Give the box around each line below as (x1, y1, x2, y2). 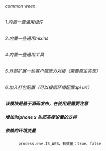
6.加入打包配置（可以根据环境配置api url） (5, 84, 92, 90)
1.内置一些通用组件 (5, 19, 43, 25)
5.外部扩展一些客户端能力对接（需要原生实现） (5, 68, 101, 74)
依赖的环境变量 (5, 128, 36, 133)
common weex (5, 3, 36, 9)
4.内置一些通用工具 (5, 52, 44, 58)
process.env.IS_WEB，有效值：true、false (18, 141, 101, 147)
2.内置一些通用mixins (5, 35, 49, 41)
